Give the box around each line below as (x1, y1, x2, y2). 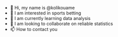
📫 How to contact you (10, 26, 57, 32)
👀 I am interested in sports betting (10, 10, 81, 16)
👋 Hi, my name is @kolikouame (10, 5, 75, 10)
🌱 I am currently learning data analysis (10, 15, 91, 21)
